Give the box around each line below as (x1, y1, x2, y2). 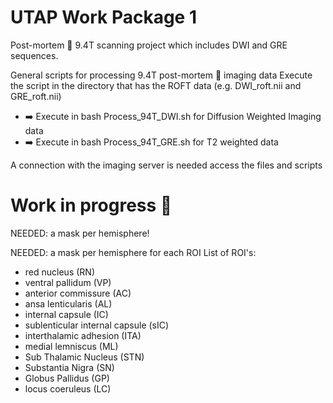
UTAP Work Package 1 (10, 6, 198, 29)
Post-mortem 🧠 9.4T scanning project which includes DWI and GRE (10, 39, 288, 51)
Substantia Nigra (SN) (24, 361, 115, 373)
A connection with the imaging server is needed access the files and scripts (10, 159, 323, 171)
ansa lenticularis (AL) (24, 297, 113, 310)
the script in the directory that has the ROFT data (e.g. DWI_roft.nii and (10, 79, 302, 91)
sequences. (10, 49, 59, 61)
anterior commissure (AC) (24, 287, 132, 299)
